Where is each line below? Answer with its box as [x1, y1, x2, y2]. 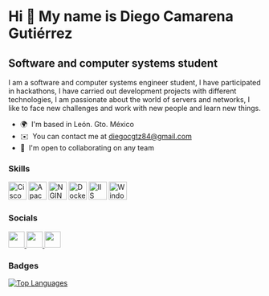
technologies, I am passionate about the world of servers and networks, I [8, 95, 251, 104]
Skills [8, 162, 31, 174]
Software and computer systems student [8, 56, 218, 70]
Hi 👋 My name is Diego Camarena [8, 7, 234, 26]
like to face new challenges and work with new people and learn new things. [8, 104, 261, 113]
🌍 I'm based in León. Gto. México [19, 120, 135, 129]
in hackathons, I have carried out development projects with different [8, 86, 237, 96]
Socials [8, 212, 38, 224]
